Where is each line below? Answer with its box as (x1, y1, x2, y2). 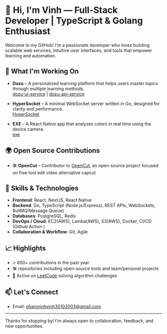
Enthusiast (5, 26, 51, 37)
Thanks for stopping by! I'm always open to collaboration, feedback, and (5, 318, 154, 324)
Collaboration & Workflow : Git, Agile (12, 229, 88, 235)
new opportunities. (5, 323, 44, 329)
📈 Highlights (5, 244, 46, 252)
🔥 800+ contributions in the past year (12, 260, 89, 266)
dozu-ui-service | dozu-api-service (12, 91, 84, 97)
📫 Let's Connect (5, 288, 59, 296)
